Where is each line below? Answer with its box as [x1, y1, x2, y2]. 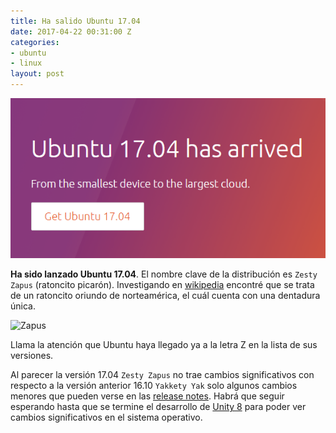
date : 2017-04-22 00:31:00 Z [10, 26, 132, 37]
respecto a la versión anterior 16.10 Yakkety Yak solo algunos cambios [10, 380, 298, 392]
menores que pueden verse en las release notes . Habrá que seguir [10, 390, 285, 402]
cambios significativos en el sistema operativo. [10, 411, 203, 424]
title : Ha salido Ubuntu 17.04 [10, 16, 141, 26]
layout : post [10, 69, 65, 79]
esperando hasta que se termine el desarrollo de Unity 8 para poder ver [10, 401, 307, 413]
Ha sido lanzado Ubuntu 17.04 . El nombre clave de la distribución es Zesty [10, 268, 318, 280]
